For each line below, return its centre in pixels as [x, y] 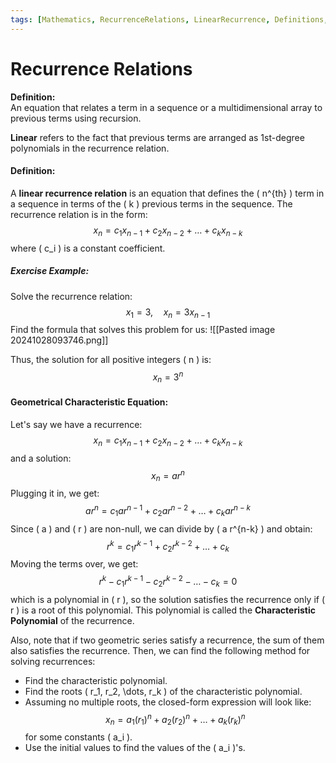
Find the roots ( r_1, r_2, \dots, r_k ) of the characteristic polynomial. [163, 691]
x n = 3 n [168, 377]
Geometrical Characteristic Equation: [89, 402]
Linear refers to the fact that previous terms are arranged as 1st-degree [157, 137]
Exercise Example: [50, 271]
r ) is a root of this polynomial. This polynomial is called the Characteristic [163, 610]
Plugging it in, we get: [55, 493]
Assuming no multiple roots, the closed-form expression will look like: [168, 702]
